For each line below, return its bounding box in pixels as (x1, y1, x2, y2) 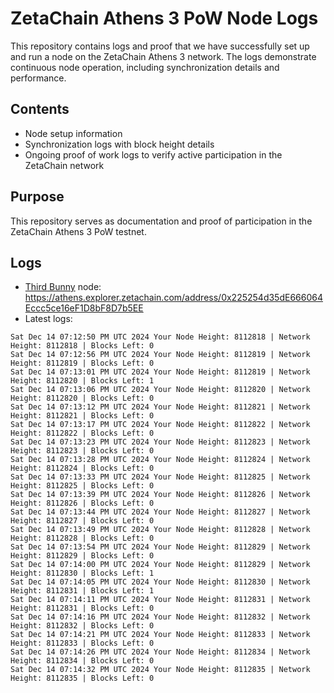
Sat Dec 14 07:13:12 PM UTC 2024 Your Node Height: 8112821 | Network (10, 402, 311, 412)
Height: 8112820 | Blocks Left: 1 (10, 376, 155, 386)
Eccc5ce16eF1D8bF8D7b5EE (24, 302, 144, 314)
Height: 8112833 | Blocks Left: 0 (10, 638, 155, 649)
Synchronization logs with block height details (24, 138, 215, 150)
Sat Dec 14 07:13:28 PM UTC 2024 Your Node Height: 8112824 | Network (10, 455, 311, 465)
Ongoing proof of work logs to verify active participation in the (24, 148, 283, 161)
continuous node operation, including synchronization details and (10, 61, 280, 73)
